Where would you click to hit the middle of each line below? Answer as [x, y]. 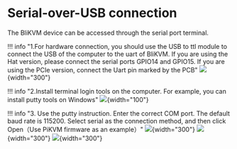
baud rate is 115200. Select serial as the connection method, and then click [117, 121]
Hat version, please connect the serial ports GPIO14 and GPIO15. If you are [116, 61]
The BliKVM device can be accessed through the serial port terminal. [108, 33]
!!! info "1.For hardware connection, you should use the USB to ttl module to [117, 46]
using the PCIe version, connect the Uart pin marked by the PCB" [103, 70]
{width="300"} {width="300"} [55, 138]
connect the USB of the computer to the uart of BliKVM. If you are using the [118, 54]
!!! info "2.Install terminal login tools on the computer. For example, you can [117, 91]
